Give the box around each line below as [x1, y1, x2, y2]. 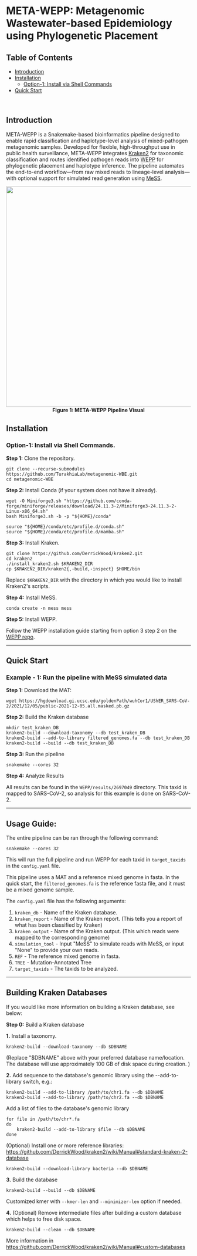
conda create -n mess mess [6, 605, 72, 611]
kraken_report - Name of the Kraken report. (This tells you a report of [14, 916, 183, 922]
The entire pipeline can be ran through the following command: [6, 834, 158, 841]
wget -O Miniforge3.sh [6, 498, 62, 504]
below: [6, 1010, 22, 1017]
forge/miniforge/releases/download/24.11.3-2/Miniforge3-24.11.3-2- [6, 503, 177, 509]
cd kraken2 [6, 556, 33, 562]
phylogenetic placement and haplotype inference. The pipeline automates [6, 162, 185, 169]
